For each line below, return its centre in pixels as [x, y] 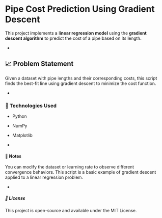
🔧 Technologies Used [31, 106]
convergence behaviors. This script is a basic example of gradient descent [81, 172]
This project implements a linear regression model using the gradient [76, 33]
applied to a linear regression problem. [44, 177]
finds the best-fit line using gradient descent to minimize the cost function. [81, 83]
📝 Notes [13, 156]
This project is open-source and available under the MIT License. [71, 211]
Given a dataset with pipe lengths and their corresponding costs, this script [81, 78]
